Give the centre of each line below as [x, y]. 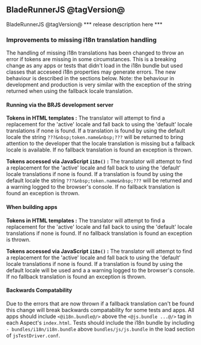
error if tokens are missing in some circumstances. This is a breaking [91, 59]
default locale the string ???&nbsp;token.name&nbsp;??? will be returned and [99, 181]
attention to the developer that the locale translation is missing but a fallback [100, 144]
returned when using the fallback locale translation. [70, 91]
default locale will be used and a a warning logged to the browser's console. [100, 270]
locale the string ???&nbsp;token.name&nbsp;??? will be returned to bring [95, 137]
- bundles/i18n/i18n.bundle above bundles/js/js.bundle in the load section [100, 329]
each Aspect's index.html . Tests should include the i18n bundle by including [100, 322]
